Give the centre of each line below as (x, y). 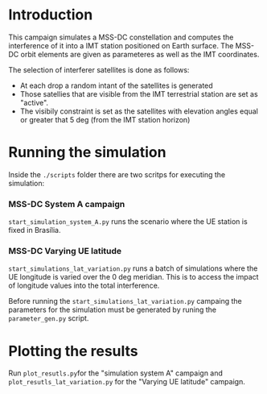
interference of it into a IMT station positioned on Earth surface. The (121, 45)
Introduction (51, 15)
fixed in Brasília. (35, 230)
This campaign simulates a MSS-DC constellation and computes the (121, 37)
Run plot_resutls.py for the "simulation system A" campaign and (116, 373)
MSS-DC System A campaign (67, 204)
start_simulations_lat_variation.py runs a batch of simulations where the (133, 268)
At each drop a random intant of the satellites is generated (116, 85)
